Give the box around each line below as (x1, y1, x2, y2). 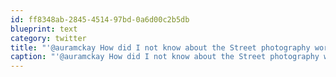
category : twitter (10, 33, 87, 43)
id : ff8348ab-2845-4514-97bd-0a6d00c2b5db (10, 14, 190, 25)
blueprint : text (10, 24, 78, 34)
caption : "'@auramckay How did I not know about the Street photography (10, 52, 320, 62)
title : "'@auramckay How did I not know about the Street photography (10, 42, 311, 53)
